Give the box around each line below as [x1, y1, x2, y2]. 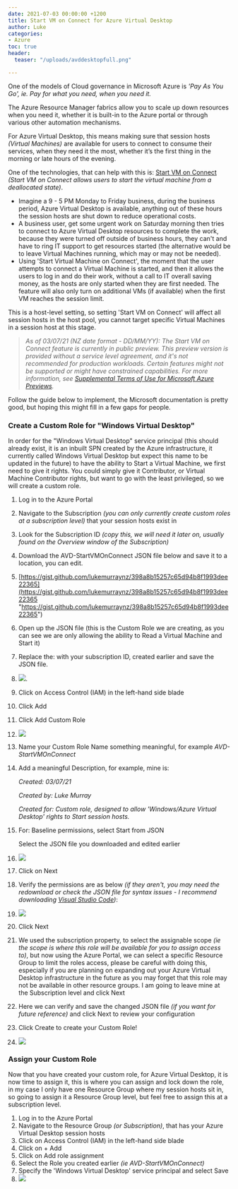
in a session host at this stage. [8, 323, 96, 331]
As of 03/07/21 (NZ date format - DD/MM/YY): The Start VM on [25, 336, 210, 345]
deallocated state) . [8, 183, 63, 191]
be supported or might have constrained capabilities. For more [25, 367, 208, 375]
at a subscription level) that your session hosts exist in [18, 516, 177, 525]
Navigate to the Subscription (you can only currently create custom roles [18, 509, 231, 518]
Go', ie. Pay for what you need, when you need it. [8, 89, 151, 97]
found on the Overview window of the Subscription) [18, 538, 169, 546]
